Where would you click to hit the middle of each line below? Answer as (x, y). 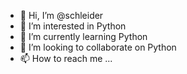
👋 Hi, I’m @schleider (61, 15)
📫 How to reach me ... (66, 58)
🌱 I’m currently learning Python (83, 36)
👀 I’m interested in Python (73, 26)
